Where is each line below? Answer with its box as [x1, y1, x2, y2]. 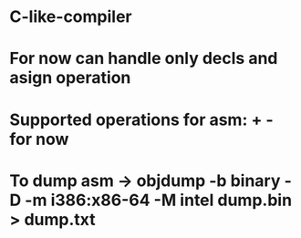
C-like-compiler [9, 6, 132, 27]
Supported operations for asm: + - [9, 109, 274, 129]
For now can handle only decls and [9, 48, 278, 69]
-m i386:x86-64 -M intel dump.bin [24, 190, 293, 211]
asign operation [9, 67, 131, 88]
